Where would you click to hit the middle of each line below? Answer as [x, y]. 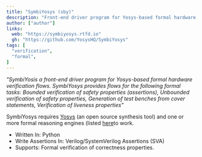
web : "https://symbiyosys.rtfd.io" [57, 34]
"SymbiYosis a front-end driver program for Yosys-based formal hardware [99, 79]
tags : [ [16, 46]
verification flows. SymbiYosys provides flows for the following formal [93, 85]
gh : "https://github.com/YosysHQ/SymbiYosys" [70, 40]
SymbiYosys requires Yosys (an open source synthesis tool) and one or [95, 116]
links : [15, 29]
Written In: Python [37, 134]
